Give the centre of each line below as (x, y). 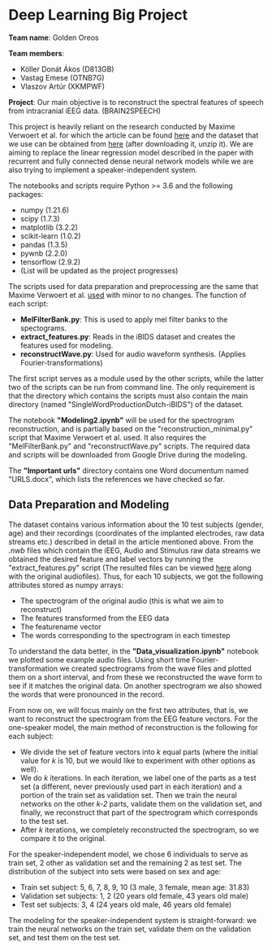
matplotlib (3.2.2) (49, 227)
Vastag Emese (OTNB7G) (62, 77)
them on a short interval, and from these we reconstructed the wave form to (135, 676)
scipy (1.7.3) (40, 218)
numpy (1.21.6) (45, 210)
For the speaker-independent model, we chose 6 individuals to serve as (128, 854)
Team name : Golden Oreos (54, 37)
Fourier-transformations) (61, 362)
